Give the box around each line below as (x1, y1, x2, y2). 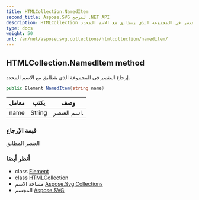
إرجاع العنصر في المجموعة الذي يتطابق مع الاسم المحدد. (6, 73, 130, 80)
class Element (14, 168, 49, 175)
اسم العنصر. (53, 108, 84, 117)
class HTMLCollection (14, 174, 69, 181)
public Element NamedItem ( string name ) (6, 85, 105, 91)
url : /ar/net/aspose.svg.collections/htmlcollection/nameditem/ (6, 36, 168, 42)
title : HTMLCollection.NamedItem (6, 8, 89, 15)
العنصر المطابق (6, 140, 40, 147)
